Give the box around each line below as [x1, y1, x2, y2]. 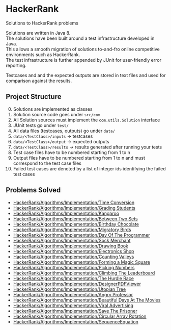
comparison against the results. [6, 78, 72, 84]
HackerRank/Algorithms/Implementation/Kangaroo [13, 210, 119, 216]
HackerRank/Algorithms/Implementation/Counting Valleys [13, 253, 134, 260]
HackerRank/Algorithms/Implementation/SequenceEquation [13, 318, 139, 324]
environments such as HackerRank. [6, 52, 80, 58]
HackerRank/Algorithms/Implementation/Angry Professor [13, 291, 133, 297]
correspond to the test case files [13, 160, 82, 166]
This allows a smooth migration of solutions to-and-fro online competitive [6, 46, 160, 52]
